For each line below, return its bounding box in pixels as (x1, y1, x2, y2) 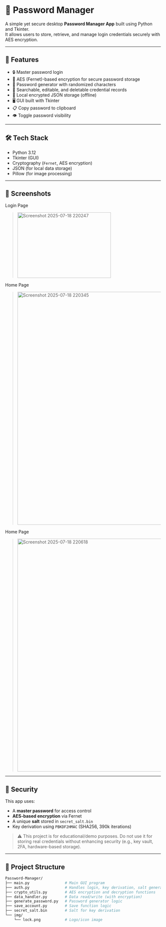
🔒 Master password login (12, 69, 63, 75)
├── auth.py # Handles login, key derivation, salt (5, 885, 147, 890)
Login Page (5, 202, 29, 208)
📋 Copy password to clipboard (12, 105, 76, 111)
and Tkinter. (5, 26, 30, 32)
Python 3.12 (12, 149, 36, 155)
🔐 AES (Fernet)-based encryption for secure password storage (12, 76, 140, 82)
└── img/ (5, 913, 23, 918)
